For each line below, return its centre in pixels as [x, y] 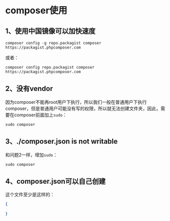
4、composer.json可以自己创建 [55, 181]
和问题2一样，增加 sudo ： [31, 154]
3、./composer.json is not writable [62, 141]
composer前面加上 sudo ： [41, 115]
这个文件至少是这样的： [30, 194]
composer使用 [36, 10]
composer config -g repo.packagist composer [53, 43]
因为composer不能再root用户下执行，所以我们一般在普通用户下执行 [76, 102]
